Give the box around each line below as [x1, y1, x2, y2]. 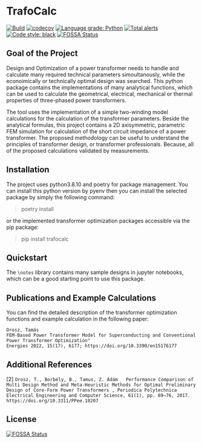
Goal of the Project [6, 48, 78, 59]
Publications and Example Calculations [6, 293, 157, 303]
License [6, 414, 37, 425]
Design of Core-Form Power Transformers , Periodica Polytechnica [6, 387, 177, 393]
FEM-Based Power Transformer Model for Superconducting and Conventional [6, 332, 197, 339]
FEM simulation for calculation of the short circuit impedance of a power [6, 127, 186, 135]
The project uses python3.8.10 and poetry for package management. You [6, 181, 189, 188]
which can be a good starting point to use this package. [6, 275, 145, 282]
